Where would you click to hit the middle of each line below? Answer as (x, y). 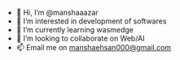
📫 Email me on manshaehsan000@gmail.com (94, 47)
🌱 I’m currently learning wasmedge (75, 30)
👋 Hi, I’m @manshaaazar (57, 13)
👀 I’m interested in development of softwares (91, 21)
